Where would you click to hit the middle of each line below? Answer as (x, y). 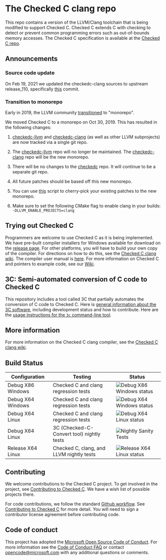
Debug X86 (21, 385)
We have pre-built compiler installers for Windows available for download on (83, 243)
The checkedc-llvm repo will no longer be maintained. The (72, 152)
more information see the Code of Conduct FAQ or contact (65, 547)
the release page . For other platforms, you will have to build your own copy (81, 248)
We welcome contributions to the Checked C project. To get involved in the (82, 484)
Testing (82, 377)
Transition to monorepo (34, 102)
